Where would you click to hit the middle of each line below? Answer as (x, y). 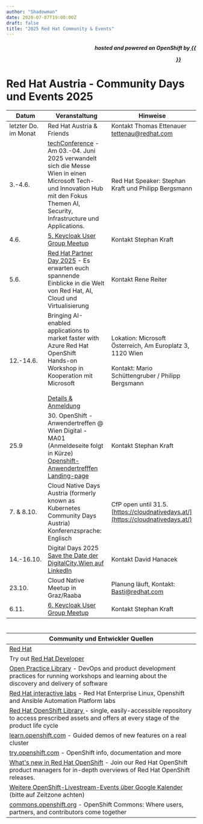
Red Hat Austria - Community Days (95, 84)
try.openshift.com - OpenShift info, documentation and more (95, 752)
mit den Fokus (68, 196)
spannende (64, 276)
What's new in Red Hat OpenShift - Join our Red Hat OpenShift (98, 762)
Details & (60, 398)
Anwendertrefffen (73, 468)
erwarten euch (68, 268)
